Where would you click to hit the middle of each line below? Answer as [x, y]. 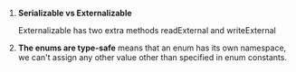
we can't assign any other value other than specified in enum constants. [153, 57]
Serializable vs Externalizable [75, 13]
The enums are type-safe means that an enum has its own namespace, [152, 48]
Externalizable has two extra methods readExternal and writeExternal [147, 30]
